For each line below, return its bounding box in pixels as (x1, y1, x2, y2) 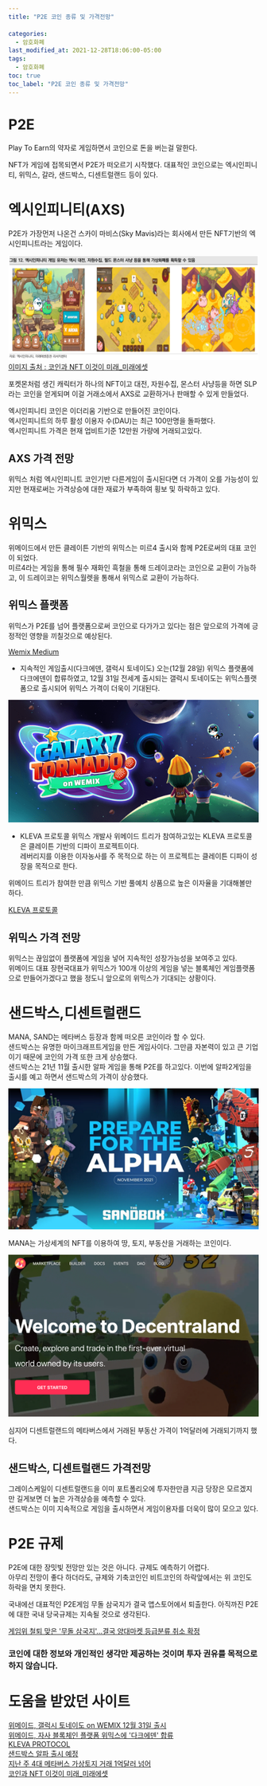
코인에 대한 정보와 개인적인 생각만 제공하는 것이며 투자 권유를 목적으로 (8, 1648, 258, 1659)
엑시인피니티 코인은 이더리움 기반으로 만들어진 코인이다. (8, 406, 180, 416)
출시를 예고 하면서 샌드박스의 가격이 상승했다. (8, 1072, 149, 1081)
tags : (8, 55, 26, 63)
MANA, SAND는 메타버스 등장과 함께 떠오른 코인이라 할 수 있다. (8, 1032, 205, 1042)
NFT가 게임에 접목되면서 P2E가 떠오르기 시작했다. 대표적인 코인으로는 (8, 159, 224, 169)
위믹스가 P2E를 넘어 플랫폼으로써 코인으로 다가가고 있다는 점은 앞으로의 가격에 (8, 621, 250, 630)
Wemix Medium (8, 646, 60, 657)
